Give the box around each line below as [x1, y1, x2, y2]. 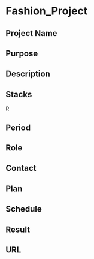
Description [5, 69, 50, 79]
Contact [5, 163, 37, 173]
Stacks [5, 89, 32, 100]
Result [5, 224, 31, 234]
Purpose [5, 48, 38, 58]
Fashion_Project [5, 4, 88, 18]
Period [5, 122, 31, 132]
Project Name [5, 28, 57, 38]
